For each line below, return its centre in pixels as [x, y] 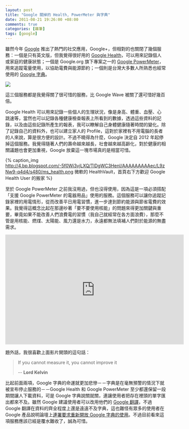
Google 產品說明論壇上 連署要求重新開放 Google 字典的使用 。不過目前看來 [83, 415]
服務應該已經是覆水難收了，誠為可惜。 [50, 421]
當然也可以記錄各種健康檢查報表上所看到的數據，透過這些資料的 [90, 118]
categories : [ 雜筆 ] [25, 29]
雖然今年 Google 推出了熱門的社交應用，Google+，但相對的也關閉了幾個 [81, 49]
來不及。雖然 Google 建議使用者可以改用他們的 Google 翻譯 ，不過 [83, 402]
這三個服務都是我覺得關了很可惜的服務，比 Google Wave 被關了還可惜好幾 [83, 95]
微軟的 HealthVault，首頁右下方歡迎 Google [120, 172]
